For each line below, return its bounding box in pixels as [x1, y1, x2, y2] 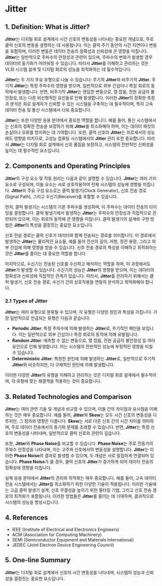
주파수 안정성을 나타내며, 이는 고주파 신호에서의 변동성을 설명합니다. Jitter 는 [5, 446, 149, 452]
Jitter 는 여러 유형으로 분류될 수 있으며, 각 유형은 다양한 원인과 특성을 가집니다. [5, 309, 152, 315]
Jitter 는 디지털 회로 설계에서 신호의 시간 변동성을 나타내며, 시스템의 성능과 [5, 570, 145, 575]
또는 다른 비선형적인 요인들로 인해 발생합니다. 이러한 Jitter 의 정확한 [19, 95, 146, 100]
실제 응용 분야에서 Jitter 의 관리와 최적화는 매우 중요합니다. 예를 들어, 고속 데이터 [5, 475, 156, 481]
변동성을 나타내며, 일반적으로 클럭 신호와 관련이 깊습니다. [14, 430, 121, 436]
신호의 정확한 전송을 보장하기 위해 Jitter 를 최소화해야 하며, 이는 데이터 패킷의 [10, 124, 155, 129]
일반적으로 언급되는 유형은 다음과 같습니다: [10, 315, 90, 321]
